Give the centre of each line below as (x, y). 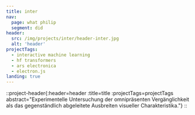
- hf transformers (34, 60)
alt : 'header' (28, 44)
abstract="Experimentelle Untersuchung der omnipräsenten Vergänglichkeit (97, 99)
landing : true (23, 76)
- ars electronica (34, 66)
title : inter (22, 11)
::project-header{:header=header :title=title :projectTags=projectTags (90, 93)
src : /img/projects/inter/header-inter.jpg (65, 39)
